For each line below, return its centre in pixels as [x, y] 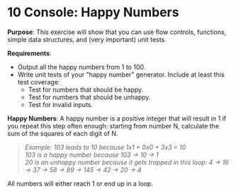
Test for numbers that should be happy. [86, 89]
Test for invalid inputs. [61, 104]
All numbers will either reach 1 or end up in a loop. [80, 183]
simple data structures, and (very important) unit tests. [87, 39]
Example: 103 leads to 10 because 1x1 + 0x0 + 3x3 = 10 [105, 147]
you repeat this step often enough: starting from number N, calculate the [113, 126]
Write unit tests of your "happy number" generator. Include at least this [121, 74]
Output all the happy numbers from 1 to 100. [82, 67]
